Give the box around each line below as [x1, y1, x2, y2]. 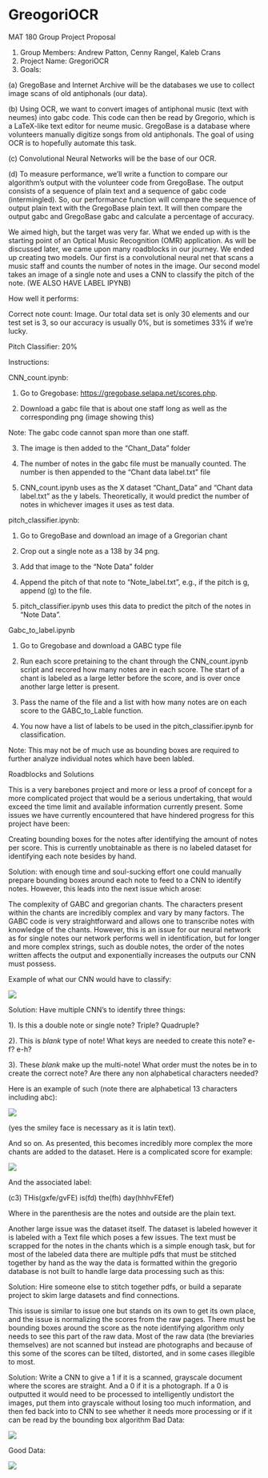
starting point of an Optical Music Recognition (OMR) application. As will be [8, 235, 257, 245]
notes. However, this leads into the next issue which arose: [8, 883, 202, 893]
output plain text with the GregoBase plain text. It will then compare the [8, 202, 242, 213]
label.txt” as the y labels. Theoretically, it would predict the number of [19, 491, 250, 501]
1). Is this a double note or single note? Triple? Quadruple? [8, 1020, 200, 1030]
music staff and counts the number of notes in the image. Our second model [8, 261, 260, 270]
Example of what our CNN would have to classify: [8, 974, 172, 983]
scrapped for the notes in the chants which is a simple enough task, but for [8, 1240, 256, 1250]
